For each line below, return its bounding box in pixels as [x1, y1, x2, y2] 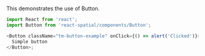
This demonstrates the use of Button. [6, 5, 100, 12]
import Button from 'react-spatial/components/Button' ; [6, 22, 151, 28]
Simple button [12, 39, 48, 45]
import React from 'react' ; [6, 17, 78, 23]
